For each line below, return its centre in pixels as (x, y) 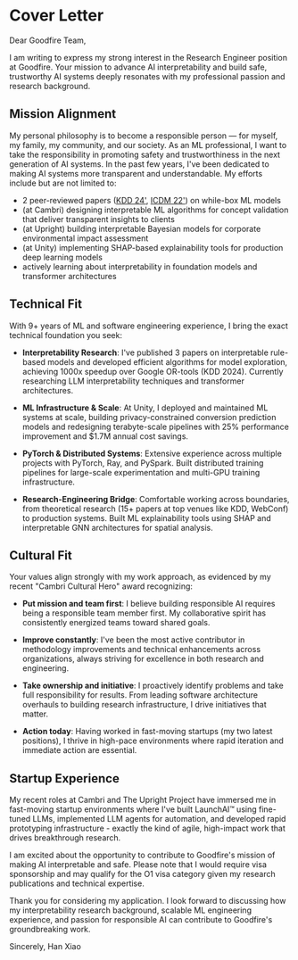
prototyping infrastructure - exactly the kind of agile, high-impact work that (147, 828)
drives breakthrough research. (65, 838)
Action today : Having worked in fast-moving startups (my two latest (147, 732)
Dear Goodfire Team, (48, 40)
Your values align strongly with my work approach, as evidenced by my (141, 577)
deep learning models (62, 257)
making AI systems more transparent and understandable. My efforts (136, 173)
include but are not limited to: (63, 183)
